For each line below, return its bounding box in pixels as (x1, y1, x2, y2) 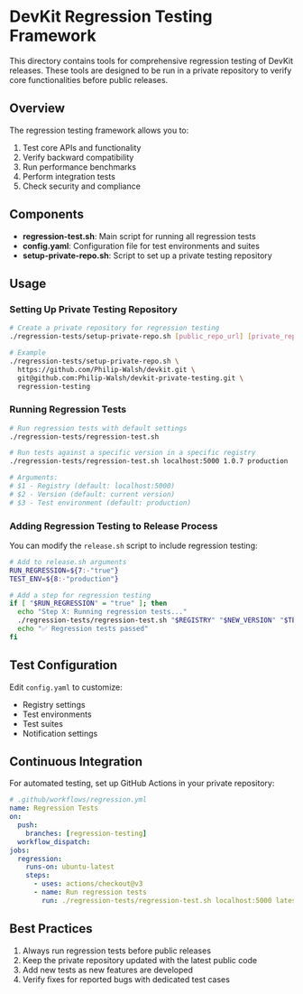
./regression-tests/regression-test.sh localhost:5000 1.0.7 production (9, 457, 289, 466)
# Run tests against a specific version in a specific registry (9, 449, 256, 458)
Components (9, 207, 84, 222)
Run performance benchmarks (22, 161, 137, 172)
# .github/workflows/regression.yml (9, 795, 147, 804)
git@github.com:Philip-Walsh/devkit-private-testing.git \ (17, 373, 244, 383)
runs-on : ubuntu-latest (25, 862, 115, 872)
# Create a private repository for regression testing (9, 323, 220, 333)
